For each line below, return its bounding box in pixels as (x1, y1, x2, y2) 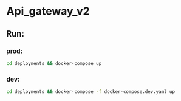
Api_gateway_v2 (6, 4, 90, 18)
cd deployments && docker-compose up (6, 60, 102, 66)
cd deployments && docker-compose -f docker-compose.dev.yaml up (6, 89, 175, 95)
